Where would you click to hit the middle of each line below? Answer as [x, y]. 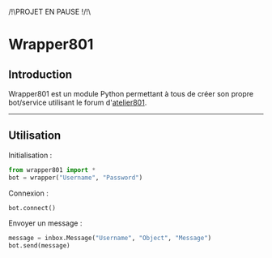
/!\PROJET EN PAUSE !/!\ [50, 12]
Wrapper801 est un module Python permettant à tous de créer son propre [131, 94]
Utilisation [35, 136]
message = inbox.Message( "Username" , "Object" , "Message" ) [110, 239]
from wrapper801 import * [52, 170]
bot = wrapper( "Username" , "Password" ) [76, 178]
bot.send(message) [39, 246]
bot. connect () [32, 208]
